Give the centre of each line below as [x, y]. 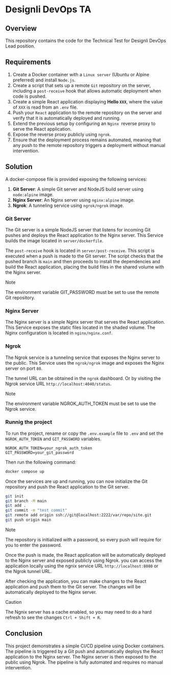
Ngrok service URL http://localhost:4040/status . [58, 384]
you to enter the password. [34, 545]
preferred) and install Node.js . [44, 80]
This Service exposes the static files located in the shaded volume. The [80, 328]
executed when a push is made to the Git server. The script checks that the [84, 256]
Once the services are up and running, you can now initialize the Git [77, 481]
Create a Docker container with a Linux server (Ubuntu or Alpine [81, 74]
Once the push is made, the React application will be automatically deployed [86, 555]
